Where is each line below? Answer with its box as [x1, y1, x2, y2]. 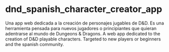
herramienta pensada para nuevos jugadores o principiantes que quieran [5, 25, 157, 31]
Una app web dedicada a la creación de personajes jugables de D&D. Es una [5, 20, 164, 26]
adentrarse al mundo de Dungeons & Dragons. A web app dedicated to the [5, 30, 160, 36]
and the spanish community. [5, 41, 64, 47]
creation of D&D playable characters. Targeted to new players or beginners [5, 36, 161, 42]
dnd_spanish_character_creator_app [5, 3, 162, 15]
